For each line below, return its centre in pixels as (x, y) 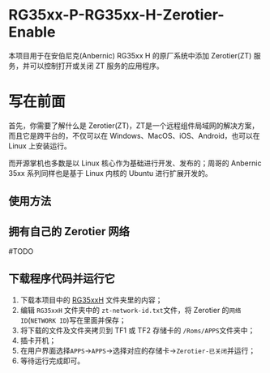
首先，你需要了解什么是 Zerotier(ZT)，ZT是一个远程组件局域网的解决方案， (134, 125)
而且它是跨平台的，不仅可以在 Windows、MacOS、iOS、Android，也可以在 (135, 135)
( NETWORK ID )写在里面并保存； (77, 320)
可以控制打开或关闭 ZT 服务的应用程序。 (96, 66)
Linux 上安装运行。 (40, 146)
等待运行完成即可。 (52, 360)
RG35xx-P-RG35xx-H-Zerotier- (116, 15)
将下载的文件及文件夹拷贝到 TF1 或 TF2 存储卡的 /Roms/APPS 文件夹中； (137, 330)
